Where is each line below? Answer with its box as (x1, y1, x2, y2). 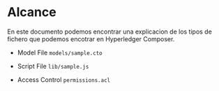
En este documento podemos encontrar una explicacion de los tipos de (7, 27, 213, 36)
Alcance (7, 4, 57, 20)
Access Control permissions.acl (17, 75, 110, 84)
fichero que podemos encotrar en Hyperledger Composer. (7, 34, 175, 43)
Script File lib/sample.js (17, 62, 89, 70)
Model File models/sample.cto (17, 48, 103, 57)
